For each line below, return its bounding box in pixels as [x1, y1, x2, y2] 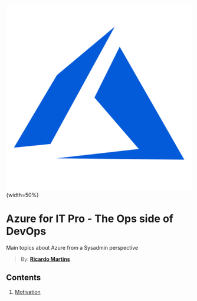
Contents [6, 273, 41, 283]
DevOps [6, 225, 47, 238]
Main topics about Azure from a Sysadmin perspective [6, 244, 139, 251]
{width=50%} [6, 191, 40, 198]
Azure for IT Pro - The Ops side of [6, 212, 174, 225]
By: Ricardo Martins [20, 256, 70, 263]
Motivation [14, 288, 41, 295]
